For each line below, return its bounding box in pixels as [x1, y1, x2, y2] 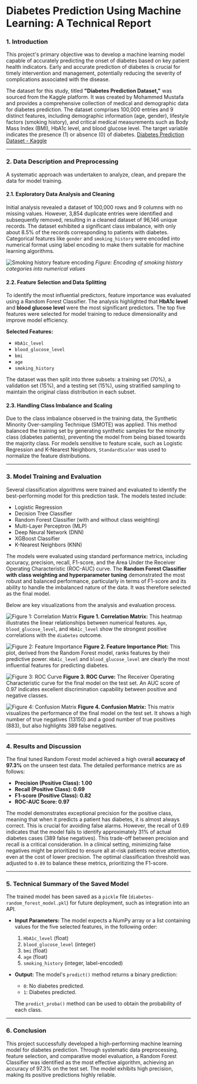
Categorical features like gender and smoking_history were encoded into [6, 235, 181, 242]
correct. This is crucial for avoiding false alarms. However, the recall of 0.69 [6, 822, 189, 829]
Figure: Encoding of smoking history [95, 259, 183, 266]
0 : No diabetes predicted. [23, 982, 85, 989]
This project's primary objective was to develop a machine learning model [6, 51, 185, 58]
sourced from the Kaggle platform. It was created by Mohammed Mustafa [6, 94, 184, 101]
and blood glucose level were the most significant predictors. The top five [6, 304, 186, 311]
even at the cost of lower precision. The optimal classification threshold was [6, 853, 190, 860]
